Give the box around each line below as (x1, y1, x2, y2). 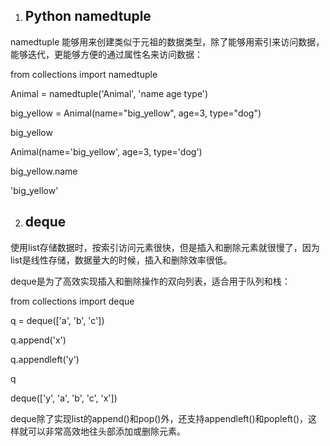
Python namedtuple (24, 8, 152, 25)
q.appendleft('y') (10, 353, 80, 365)
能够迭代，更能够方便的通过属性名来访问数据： (10, 48, 203, 60)
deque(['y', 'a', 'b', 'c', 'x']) (10, 392, 118, 404)
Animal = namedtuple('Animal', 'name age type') (10, 87, 209, 99)
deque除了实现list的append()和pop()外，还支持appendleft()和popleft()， (10, 412, 309, 424)
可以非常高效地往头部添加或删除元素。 (27, 425, 186, 437)
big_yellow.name (10, 165, 78, 177)
